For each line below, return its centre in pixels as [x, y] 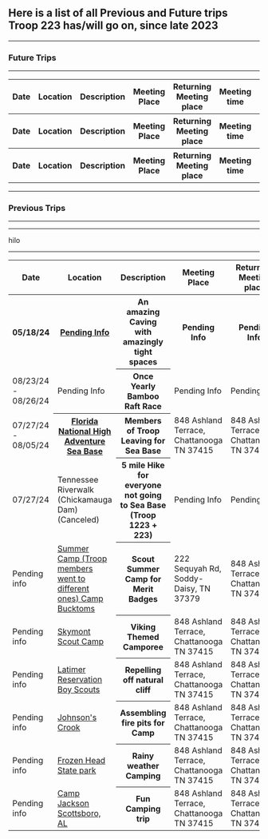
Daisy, [186, 588]
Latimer [71, 669]
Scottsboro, [79, 813]
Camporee [143, 646]
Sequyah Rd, [198, 568]
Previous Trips [37, 209]
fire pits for [143, 722]
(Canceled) [78, 520]
